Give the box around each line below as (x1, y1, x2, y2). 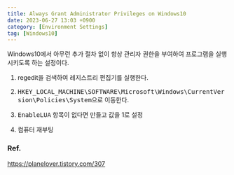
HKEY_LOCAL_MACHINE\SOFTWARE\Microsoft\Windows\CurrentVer (17, 88, 225, 96)
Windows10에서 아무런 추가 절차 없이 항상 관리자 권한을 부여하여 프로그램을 (7, 50, 214, 58)
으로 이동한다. (91, 96, 130, 104)
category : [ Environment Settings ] (7, 23, 109, 30)
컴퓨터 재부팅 (17, 125, 54, 134)
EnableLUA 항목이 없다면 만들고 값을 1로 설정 (17, 111, 144, 119)
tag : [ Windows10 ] (7, 29, 58, 37)
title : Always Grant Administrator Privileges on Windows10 (7, 10, 187, 17)
